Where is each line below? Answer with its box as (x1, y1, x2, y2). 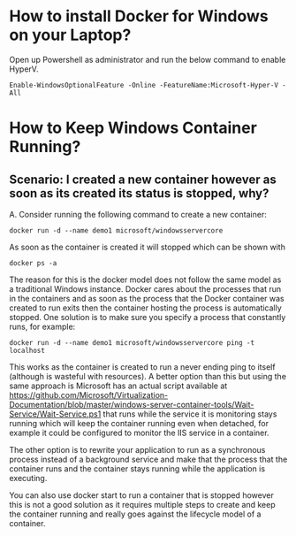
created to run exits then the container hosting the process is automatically (9, 302, 283, 313)
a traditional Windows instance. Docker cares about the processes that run (9, 283, 282, 294)
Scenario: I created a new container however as (9, 172, 277, 187)
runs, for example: (9, 321, 76, 332)
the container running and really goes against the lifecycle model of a (9, 509, 262, 519)
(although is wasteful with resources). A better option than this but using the (9, 371, 287, 381)
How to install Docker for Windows (9, 6, 269, 27)
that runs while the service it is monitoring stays (102, 409, 277, 419)
